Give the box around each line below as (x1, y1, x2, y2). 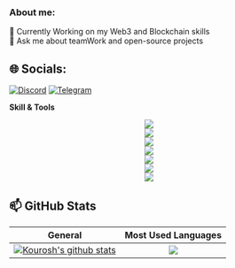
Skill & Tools (9, 102, 55, 112)
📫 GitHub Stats (9, 198, 97, 213)
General (47, 228, 82, 241)
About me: (9, 6, 56, 19)
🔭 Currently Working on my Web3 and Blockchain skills (9, 27, 210, 37)
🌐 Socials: (9, 61, 67, 76)
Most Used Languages (124, 228, 222, 241)
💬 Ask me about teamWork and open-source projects (9, 35, 204, 46)
